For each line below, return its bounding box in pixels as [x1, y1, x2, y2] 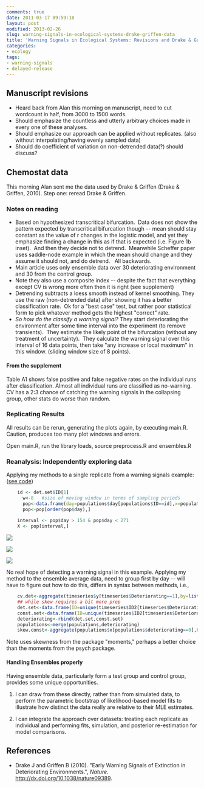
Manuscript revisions [6, 88, 89, 98]
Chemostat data [6, 167, 69, 177]
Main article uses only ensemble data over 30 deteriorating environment [15, 264, 196, 271]
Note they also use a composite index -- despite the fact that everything [15, 277, 196, 284]
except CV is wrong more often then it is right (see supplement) [15, 284, 174, 291]
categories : [6, 43, 36, 49]
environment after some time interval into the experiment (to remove [15, 322, 186, 329]
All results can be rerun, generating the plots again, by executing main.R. [6, 424, 188, 431]
